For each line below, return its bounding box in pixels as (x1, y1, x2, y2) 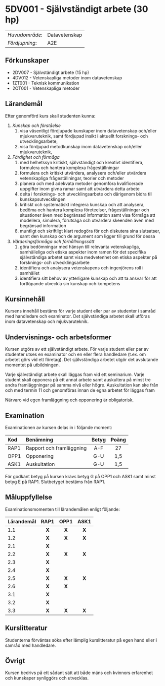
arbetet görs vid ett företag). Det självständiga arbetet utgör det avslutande (5, 357, 159, 363)
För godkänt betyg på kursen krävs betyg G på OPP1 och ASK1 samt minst (5, 474, 156, 479)
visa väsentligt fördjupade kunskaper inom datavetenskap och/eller (19, 127, 157, 133)
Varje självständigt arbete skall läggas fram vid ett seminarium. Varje (5, 372, 145, 377)
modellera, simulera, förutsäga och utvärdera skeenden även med (19, 217, 154, 223)
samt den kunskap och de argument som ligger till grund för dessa (19, 233, 156, 239)
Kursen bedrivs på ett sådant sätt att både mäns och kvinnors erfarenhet (5, 670, 153, 676)
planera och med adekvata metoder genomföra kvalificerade (19, 180, 143, 187)
